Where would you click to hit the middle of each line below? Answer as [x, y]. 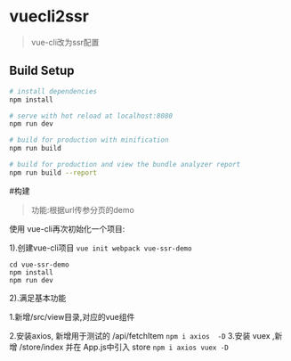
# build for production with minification [89, 140]
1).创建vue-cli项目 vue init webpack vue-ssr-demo [101, 248]
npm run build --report [53, 172]
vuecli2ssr [49, 16]
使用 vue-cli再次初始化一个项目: [67, 228]
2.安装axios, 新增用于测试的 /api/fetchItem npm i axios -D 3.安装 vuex [140, 335]
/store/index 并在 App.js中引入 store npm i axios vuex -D [124, 347]
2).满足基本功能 [38, 298]
